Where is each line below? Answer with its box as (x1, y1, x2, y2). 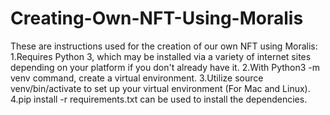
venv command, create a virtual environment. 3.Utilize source (10, 72, 264, 84)
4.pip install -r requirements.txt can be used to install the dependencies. (10, 93, 308, 105)
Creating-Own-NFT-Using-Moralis (10, 7, 304, 30)
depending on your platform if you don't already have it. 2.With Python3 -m (10, 61, 321, 73)
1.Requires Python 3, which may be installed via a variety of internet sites (10, 50, 312, 62)
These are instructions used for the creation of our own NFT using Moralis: (10, 40, 318, 52)
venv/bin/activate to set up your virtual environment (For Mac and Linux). (10, 82, 311, 94)
